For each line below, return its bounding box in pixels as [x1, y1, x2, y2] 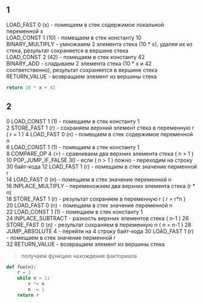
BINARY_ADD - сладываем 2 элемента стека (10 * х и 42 [6, 60, 152, 67]
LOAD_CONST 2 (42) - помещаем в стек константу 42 [6, 53, 145, 60]
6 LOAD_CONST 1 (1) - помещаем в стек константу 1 [6, 143, 140, 151]
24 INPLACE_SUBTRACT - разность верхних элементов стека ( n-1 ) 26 [6, 214, 189, 221]
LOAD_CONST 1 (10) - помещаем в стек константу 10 [6, 33, 142, 41]
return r [17, 292, 39, 298]
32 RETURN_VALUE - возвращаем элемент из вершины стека [6, 240, 165, 248]
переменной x [6, 27, 44, 35]
